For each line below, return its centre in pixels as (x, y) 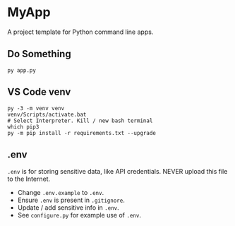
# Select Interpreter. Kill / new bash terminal (80, 121)
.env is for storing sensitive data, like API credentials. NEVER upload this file (117, 172)
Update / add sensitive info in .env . (68, 208)
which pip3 (23, 127)
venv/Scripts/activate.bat (47, 114)
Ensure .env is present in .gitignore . (71, 200)
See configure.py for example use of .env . (79, 215)
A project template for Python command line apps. (80, 32)
